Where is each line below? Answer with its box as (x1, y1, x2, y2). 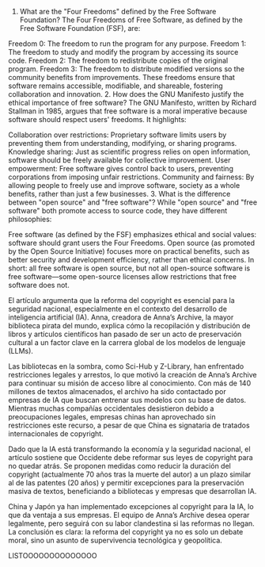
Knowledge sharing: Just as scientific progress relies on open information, (8, 147, 251, 156)
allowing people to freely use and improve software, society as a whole (8, 181, 240, 190)
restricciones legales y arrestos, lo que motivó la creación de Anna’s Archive (8, 370, 257, 379)
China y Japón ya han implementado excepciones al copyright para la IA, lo (8, 502, 255, 511)
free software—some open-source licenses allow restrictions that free (8, 272, 237, 281)
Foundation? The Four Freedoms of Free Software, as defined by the (19, 15, 243, 25)
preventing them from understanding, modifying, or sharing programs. (8, 139, 237, 147)
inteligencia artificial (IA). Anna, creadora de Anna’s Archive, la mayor (8, 312, 234, 322)
